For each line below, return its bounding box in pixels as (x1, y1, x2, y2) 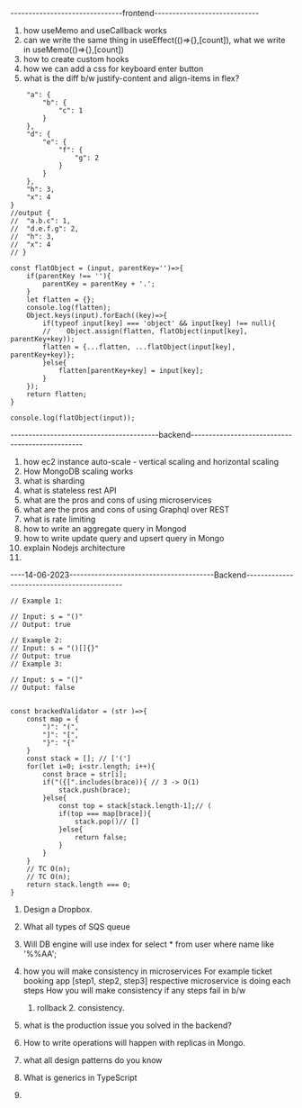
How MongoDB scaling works (22, 466, 134, 477)
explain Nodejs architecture (22, 542, 126, 553)
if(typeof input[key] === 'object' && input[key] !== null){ (42, 319, 277, 328)
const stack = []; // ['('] (26, 754, 131, 763)
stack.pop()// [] (74, 817, 140, 826)
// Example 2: (10, 636, 64, 645)
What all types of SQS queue (22, 922, 131, 931)
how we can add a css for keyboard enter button (22, 63, 204, 74)
